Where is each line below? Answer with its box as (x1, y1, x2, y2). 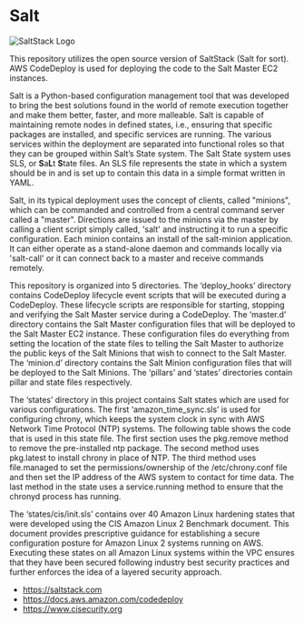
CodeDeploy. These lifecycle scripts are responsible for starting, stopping (9, 299, 285, 310)
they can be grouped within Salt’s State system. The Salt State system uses (9, 147, 291, 159)
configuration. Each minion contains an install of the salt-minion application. (9, 233, 293, 244)
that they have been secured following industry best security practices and (9, 557, 290, 568)
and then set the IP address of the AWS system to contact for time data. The (9, 471, 295, 482)
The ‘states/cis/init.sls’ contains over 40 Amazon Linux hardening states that (9, 508, 295, 519)
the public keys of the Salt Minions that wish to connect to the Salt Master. (9, 347, 288, 358)
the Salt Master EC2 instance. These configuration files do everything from (9, 328, 289, 339)
